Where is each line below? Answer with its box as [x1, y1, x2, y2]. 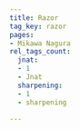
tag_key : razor [9, 22, 67, 31]
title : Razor [9, 13, 59, 23]
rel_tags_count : [9, 47, 71, 56]
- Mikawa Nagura [9, 38, 71, 48]
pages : [9, 30, 35, 39]
